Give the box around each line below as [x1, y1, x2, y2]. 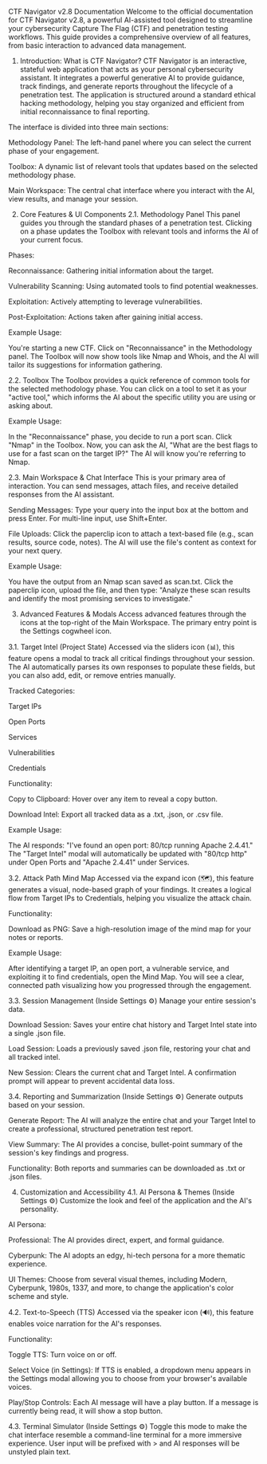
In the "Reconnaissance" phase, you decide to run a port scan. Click [8, 432, 233, 441]
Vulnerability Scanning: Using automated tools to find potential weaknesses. [8, 281, 259, 290]
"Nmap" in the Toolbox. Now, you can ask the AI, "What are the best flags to [8, 440, 258, 450]
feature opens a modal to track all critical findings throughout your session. [8, 654, 255, 663]
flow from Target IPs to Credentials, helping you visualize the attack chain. [8, 893, 253, 903]
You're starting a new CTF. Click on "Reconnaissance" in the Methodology [8, 343, 253, 352]
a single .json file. [8, 1029, 66, 1037]
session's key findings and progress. [8, 1148, 129, 1157]
